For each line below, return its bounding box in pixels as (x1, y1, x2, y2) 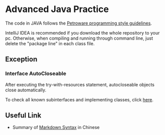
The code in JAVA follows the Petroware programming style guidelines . (5, 20, 152, 26)
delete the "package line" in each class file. (5, 40, 95, 46)
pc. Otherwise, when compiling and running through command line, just (5, 35, 153, 41)
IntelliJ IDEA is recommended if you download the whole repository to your (5, 30, 160, 36)
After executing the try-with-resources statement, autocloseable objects (5, 81, 154, 87)
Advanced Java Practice (5, 4, 109, 15)
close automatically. (5, 87, 47, 93)
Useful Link (5, 111, 42, 120)
